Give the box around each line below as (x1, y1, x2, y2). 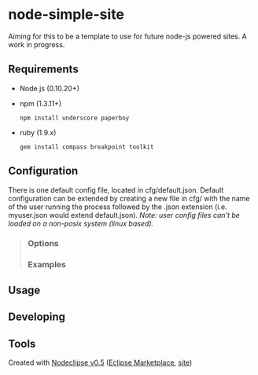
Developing (8, 311, 65, 324)
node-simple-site (8, 6, 124, 24)
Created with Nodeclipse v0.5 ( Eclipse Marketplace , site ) (8, 358, 193, 367)
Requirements (8, 63, 79, 76)
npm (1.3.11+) (19, 98, 62, 108)
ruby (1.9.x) (19, 127, 57, 137)
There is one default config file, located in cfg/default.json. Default (8, 185, 224, 194)
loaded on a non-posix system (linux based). (8, 219, 154, 228)
